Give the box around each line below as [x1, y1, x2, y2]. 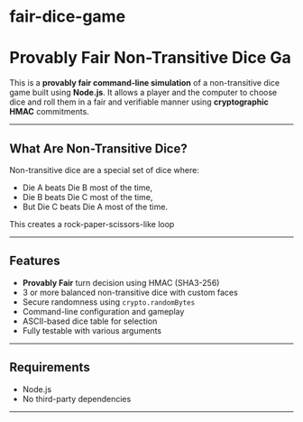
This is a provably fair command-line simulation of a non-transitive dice [9, 78, 280, 88]
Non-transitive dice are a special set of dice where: [9, 164, 200, 175]
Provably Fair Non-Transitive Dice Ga [9, 48, 291, 69]
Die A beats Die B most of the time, [22, 182, 153, 193]
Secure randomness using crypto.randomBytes [22, 296, 196, 307]
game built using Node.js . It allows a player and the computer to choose [9, 87, 278, 98]
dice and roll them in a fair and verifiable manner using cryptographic [9, 96, 269, 107]
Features [9, 253, 60, 269]
